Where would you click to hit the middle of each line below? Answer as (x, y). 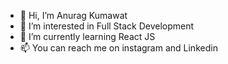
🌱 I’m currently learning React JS (87, 36)
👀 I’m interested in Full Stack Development (107, 26)
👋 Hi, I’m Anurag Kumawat (73, 15)
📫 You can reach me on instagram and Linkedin (118, 48)
